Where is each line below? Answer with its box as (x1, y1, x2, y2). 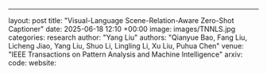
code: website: (8, 58, 57, 68)
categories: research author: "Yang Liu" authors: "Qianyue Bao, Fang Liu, (8, 33, 248, 42)
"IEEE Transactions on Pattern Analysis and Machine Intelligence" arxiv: (8, 49, 243, 59)
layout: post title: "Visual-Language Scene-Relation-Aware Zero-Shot (8, 16, 234, 25)
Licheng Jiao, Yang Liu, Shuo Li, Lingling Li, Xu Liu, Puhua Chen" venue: (8, 41, 244, 50)
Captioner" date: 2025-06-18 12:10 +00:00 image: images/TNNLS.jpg (8, 25, 236, 33)
